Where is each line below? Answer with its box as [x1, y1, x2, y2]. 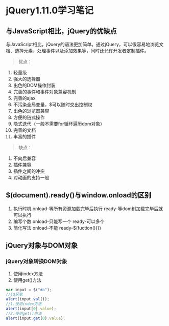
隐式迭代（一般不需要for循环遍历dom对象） [13, 121, 105, 127]
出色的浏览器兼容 [13, 108, 50, 114]
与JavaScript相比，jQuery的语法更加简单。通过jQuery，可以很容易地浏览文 [6, 42, 164, 47]
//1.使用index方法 [6, 301, 42, 307]
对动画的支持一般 [13, 175, 50, 180]
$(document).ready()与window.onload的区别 [6, 191, 152, 200]
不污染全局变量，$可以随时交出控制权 [13, 101, 92, 108]
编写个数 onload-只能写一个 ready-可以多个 [13, 218, 105, 225]
